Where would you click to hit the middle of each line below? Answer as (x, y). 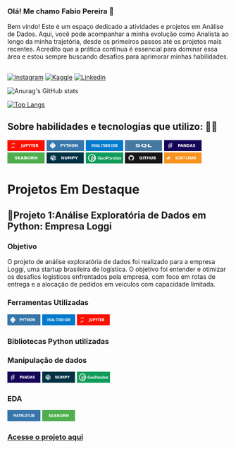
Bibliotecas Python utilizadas (58, 341)
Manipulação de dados (47, 360)
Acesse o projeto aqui (45, 437)
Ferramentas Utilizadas (48, 303)
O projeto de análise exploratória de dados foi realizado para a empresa (111, 262)
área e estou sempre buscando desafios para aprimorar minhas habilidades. (118, 56)
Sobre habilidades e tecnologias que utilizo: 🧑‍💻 (112, 127)
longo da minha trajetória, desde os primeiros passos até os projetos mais (114, 42)
